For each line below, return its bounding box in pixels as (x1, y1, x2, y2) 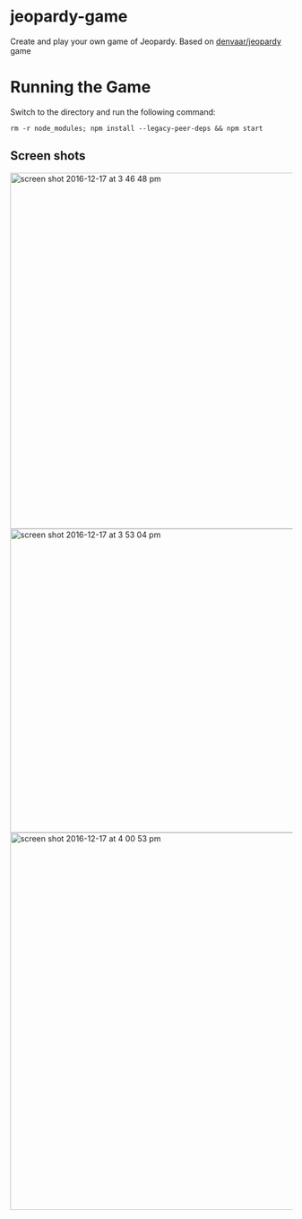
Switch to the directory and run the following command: (10, 106, 216, 118)
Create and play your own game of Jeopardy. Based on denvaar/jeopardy (10, 36, 281, 47)
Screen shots (10, 148, 86, 163)
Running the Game (10, 77, 151, 98)
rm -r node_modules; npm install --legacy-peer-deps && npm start (10, 124, 263, 133)
